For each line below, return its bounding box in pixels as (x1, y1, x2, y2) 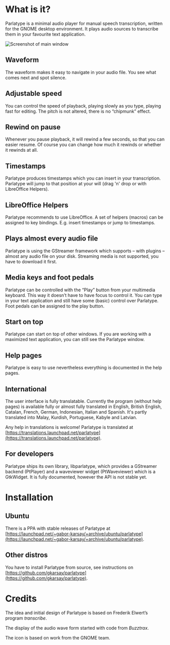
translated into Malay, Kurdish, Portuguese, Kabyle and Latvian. (5, 415, 138, 421)
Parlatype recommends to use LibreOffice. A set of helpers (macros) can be (5, 214, 163, 220)
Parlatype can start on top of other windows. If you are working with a (5, 331, 151, 337)
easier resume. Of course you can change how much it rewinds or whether (5, 142, 161, 148)
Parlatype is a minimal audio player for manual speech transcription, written (5, 20, 163, 26)
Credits (5, 593, 37, 604)
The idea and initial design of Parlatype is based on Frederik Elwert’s (5, 609, 148, 616)
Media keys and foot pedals (5, 273, 94, 282)
